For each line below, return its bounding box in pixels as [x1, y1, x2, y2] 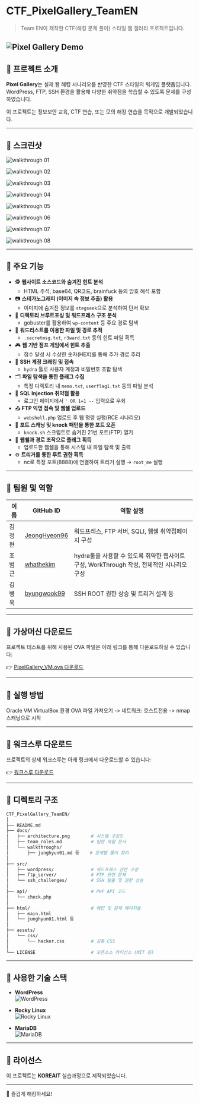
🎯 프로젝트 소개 [6, 64, 58, 74]
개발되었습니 [163, 108, 193, 115]
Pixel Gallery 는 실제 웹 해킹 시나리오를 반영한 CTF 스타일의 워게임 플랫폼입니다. [6, 81, 191, 88]
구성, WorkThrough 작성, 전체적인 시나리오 [73, 560, 188, 569]
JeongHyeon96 [24, 531, 69, 539]
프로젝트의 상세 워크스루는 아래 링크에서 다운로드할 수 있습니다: [6, 756, 152, 763]
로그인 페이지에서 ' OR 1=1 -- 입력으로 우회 [23, 397, 126, 404]
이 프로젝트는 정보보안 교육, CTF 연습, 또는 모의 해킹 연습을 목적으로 [6, 108, 163, 115]
